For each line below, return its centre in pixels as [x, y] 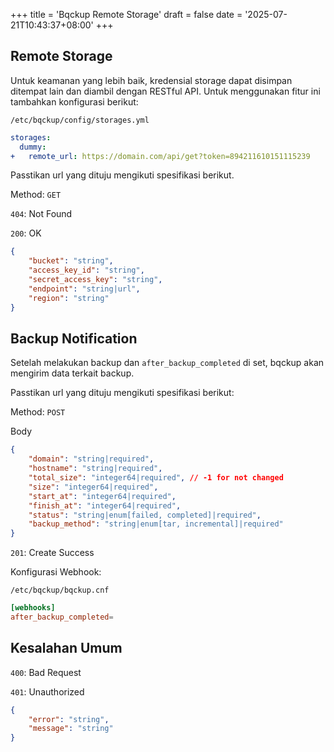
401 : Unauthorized [47, 691]
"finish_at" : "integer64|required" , [105, 505]
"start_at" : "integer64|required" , [102, 496]
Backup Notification [74, 338]
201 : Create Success [52, 553]
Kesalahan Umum [66, 648]
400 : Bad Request [46, 672]
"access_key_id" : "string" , [86, 270]
